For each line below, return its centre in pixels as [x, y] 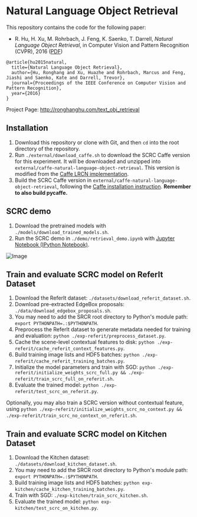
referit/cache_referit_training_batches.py [69, 362]
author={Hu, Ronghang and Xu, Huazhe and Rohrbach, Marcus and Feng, [98, 72]
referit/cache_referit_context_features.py [69, 349]
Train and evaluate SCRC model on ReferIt [85, 274]
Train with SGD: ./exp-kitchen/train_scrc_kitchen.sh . [81, 495]
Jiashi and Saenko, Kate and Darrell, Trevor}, [66, 78]
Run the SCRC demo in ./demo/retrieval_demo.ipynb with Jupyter [95, 238]
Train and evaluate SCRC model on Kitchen [86, 434]
